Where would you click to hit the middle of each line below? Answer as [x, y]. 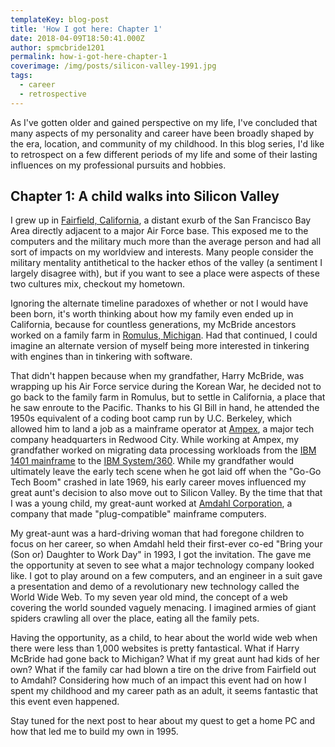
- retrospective [53, 94]
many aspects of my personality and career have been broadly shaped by [162, 133]
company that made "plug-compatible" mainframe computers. [138, 514]
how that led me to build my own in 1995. [94, 732]
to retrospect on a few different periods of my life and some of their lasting [164, 154]
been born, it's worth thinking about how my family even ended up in [152, 314]
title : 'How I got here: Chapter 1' [86, 29]
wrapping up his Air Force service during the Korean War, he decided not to [166, 387]
